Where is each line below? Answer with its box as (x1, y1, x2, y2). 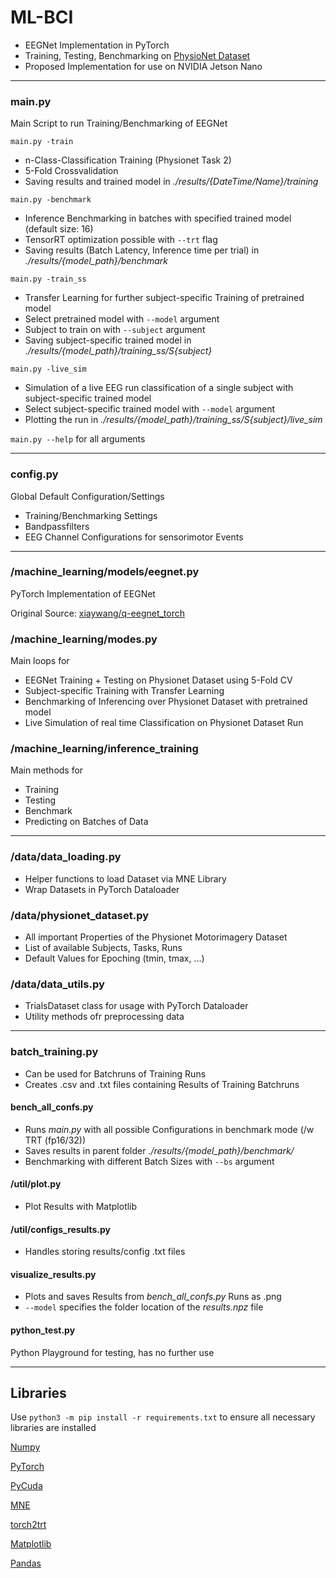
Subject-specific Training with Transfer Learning (24, 685, 225, 697)
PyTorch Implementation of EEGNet (10, 587, 156, 600)
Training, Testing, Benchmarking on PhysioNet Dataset (24, 49, 251, 61)
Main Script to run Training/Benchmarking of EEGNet (10, 117, 228, 130)
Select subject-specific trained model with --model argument (24, 403, 276, 415)
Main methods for (10, 764, 84, 776)
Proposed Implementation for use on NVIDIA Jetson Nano (24, 60, 263, 72)
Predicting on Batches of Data (24, 816, 149, 828)
